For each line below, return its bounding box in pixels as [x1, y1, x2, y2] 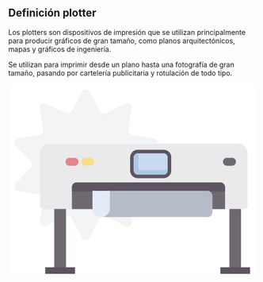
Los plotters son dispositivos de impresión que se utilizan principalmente [8, 27, 246, 37]
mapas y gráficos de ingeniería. [8, 44, 112, 54]
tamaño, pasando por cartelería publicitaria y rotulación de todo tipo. [8, 68, 233, 78]
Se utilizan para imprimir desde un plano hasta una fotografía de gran [8, 60, 235, 69]
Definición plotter [8, 6, 97, 20]
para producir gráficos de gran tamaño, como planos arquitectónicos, [8, 36, 235, 45]
